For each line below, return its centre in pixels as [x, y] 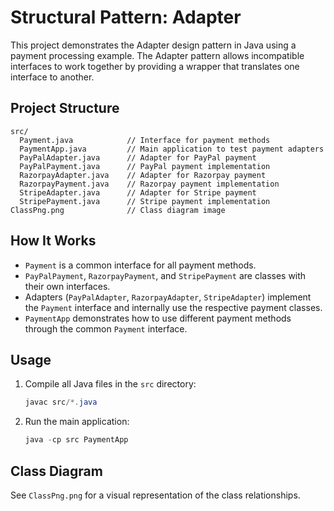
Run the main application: [77, 422]
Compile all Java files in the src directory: [110, 384]
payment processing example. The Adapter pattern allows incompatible [157, 55]
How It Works [53, 241]
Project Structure [65, 108]
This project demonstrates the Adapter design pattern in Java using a [153, 45]
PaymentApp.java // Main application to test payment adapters [172, 149]
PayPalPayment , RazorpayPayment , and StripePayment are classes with [165, 275]
